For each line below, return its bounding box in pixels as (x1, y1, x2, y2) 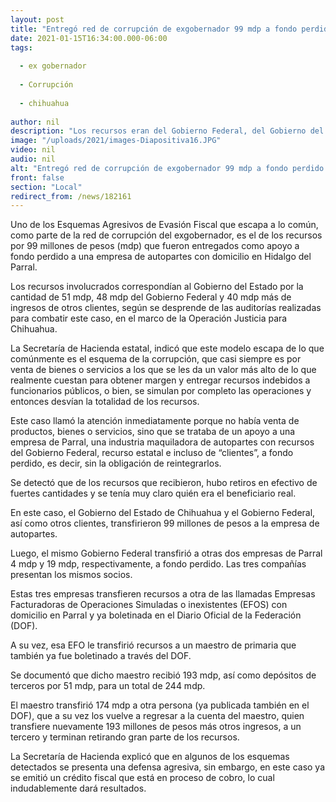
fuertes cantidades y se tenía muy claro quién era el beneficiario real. (10, 487, 297, 500)
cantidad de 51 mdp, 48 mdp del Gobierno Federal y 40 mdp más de (10, 291, 292, 303)
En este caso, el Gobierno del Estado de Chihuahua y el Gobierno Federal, (10, 507, 316, 519)
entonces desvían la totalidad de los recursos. (10, 396, 200, 408)
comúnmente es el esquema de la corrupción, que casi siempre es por (10, 353, 302, 365)
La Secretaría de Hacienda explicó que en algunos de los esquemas (10, 751, 290, 763)
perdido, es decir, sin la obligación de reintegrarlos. (10, 457, 222, 470)
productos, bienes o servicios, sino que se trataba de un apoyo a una (10, 426, 296, 438)
